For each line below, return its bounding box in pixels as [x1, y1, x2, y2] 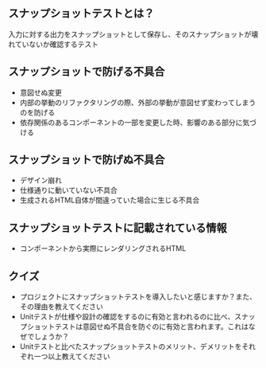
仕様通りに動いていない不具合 [19, 186, 118, 195]
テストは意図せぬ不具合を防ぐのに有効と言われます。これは [54, 322, 249, 331]
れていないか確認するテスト [8, 39, 99, 49]
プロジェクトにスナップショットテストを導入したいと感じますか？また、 [19, 292, 256, 302]
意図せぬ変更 [19, 88, 62, 97]
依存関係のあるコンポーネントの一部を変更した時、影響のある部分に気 [19, 117, 250, 127]
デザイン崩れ [19, 175, 62, 185]
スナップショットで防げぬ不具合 [8, 153, 165, 166]
